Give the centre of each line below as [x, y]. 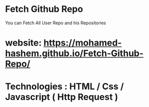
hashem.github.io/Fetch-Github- [74, 53]
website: [24, 43]
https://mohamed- [83, 43]
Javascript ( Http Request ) [62, 97]
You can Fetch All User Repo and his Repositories [56, 23]
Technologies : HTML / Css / [65, 86]
